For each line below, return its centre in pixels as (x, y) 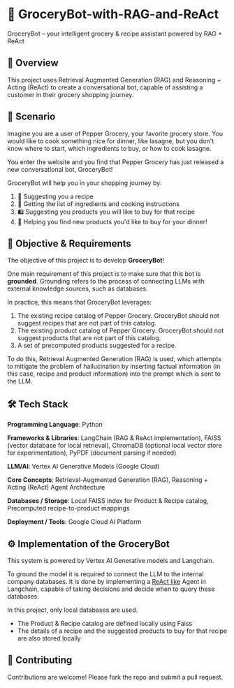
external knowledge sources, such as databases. (78, 288)
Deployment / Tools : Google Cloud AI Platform (74, 522)
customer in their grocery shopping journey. (71, 94)
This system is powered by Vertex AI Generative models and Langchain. (111, 561)
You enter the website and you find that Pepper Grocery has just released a (116, 162)
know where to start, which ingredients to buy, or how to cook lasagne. (109, 148)
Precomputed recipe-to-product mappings (69, 508)
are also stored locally (49, 638)
